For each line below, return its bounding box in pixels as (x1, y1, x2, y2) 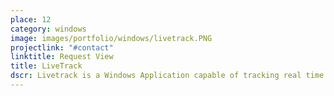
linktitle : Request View (10, 52, 114, 62)
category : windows (10, 24, 87, 34)
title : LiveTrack (10, 61, 83, 71)
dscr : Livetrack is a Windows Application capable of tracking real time (10, 71, 325, 81)
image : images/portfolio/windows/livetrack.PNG (10, 33, 213, 43)
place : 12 (10, 14, 52, 25)
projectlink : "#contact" (10, 42, 114, 53)
